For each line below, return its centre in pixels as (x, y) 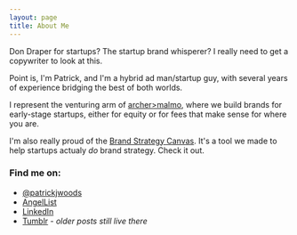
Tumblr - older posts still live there (85, 221)
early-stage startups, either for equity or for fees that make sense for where (148, 114)
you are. (24, 123)
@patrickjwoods (52, 192)
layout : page (33, 17)
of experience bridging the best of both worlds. (96, 87)
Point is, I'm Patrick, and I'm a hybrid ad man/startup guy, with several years (148, 77)
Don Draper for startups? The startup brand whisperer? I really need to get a (149, 51)
